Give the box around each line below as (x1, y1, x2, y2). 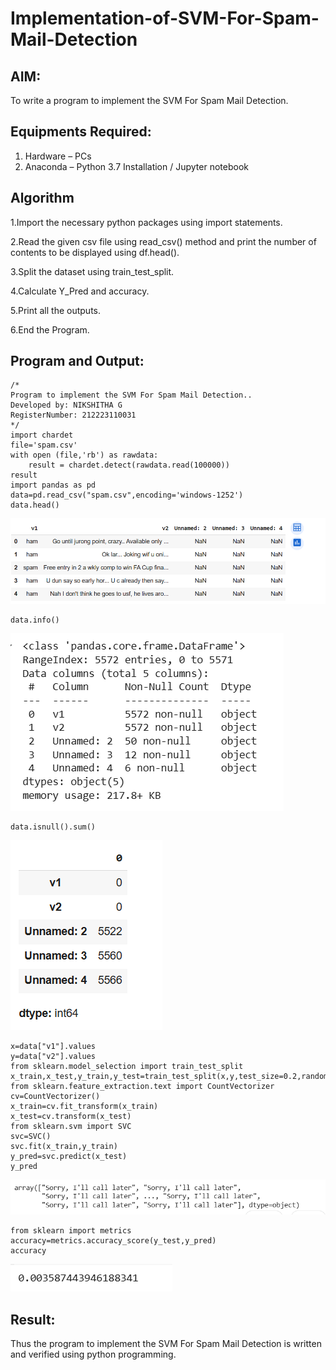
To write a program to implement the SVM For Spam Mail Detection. (10, 95, 289, 106)
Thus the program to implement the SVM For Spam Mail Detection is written (10, 1338, 322, 1350)
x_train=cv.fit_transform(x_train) (10, 1101, 159, 1111)
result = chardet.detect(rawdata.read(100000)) (28, 460, 230, 471)
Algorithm (10, 190, 75, 207)
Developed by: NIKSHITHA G (10, 400, 123, 411)
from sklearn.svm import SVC (10, 1121, 132, 1131)
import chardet (10, 430, 74, 441)
